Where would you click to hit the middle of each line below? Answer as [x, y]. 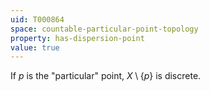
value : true [35, 47]
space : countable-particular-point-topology [104, 29]
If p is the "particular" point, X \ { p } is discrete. [106, 76]
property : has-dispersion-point [77, 38]
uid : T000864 [37, 19]
